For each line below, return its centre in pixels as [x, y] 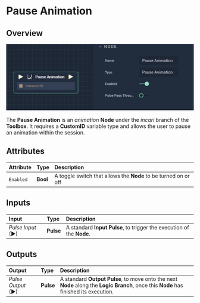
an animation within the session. [46, 132]
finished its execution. [87, 292]
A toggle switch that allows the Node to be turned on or [122, 176]
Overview [25, 33]
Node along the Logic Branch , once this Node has [121, 286]
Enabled [18, 180]
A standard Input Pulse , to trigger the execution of [127, 228]
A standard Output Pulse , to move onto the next [118, 279]
